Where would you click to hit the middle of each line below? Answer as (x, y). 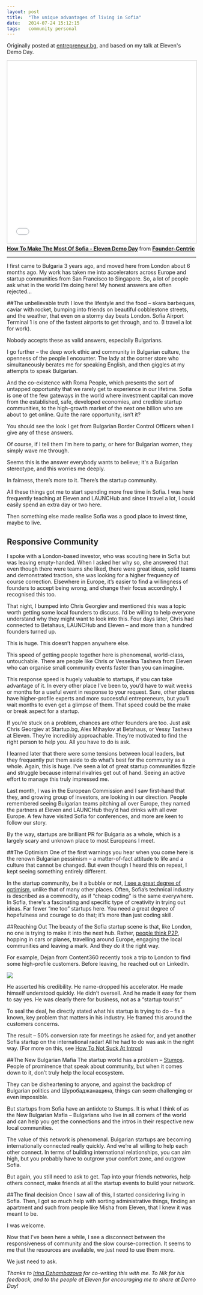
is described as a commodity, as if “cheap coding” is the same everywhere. (100, 896)
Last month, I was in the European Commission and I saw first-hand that (96, 791)
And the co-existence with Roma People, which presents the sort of (90, 383)
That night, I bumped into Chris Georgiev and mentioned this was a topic (97, 606)
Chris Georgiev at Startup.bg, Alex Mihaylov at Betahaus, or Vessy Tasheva (100, 729)
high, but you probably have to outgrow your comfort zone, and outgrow (96, 1159)
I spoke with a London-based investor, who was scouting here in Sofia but (98, 556)
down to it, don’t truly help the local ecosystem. (66, 1073)
